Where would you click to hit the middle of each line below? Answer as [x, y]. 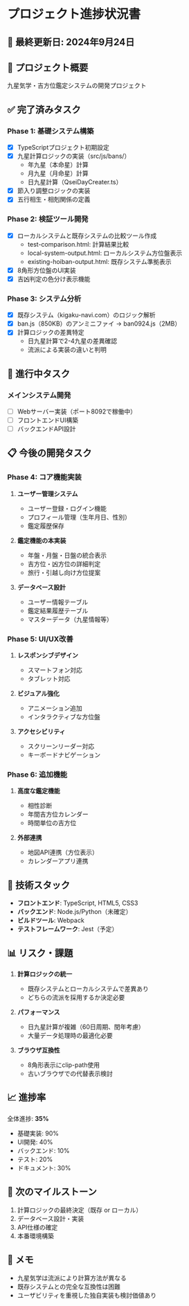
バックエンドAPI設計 [46, 429]
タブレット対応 [49, 679]
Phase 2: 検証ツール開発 [48, 219]
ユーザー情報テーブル [58, 602]
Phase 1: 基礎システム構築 [51, 131]
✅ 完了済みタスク [44, 109]
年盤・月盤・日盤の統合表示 [67, 555]
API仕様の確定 [37, 1227]
